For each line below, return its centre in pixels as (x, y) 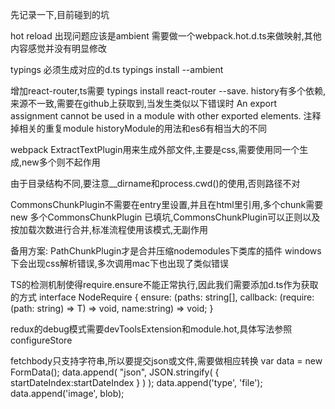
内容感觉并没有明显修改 (58, 48)
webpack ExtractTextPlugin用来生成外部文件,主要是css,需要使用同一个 (155, 149)
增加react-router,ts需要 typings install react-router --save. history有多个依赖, (168, 91)
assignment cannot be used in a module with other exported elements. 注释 (166, 116)
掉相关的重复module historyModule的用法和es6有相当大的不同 (138, 128)
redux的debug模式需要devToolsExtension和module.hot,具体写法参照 (151, 329)
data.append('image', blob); (67, 393)
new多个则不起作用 (61, 162)
